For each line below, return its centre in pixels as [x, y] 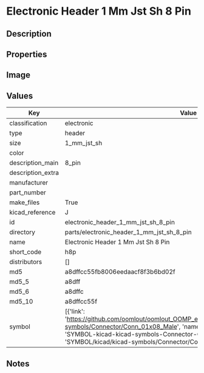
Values [20, 96]
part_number [28, 193]
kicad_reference [32, 213]
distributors [26, 262]
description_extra [34, 173]
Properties [27, 54]
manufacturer [29, 183]
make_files [25, 202]
